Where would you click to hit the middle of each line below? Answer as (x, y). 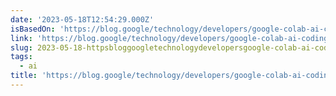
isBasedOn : (33, 29)
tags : (21, 57)
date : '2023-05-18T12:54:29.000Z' (82, 19)
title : (24, 76)
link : (21, 38)
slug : (21, 47)
